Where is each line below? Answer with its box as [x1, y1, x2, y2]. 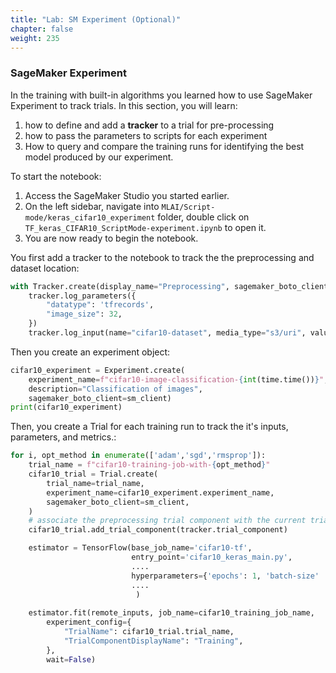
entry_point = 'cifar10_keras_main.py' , [131, 552, 293, 563]
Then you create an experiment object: [10, 346, 171, 358]
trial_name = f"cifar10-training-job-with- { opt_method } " [28, 460, 271, 470]
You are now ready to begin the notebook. [24, 232, 199, 244]
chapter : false [10, 24, 74, 34]
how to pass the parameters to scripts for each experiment [24, 129, 268, 141]
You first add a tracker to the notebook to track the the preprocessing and [10, 251, 315, 263]
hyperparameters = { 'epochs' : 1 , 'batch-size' [131, 571, 320, 581]
